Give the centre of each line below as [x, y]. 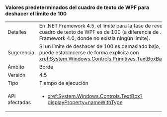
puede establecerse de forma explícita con [89, 53]
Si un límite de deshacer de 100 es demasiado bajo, [100, 46]
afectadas [19, 103]
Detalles [17, 32]
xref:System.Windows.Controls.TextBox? [95, 96]
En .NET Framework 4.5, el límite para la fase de [95, 26]
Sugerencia [21, 53]
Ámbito [16, 67]
